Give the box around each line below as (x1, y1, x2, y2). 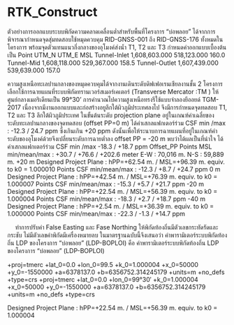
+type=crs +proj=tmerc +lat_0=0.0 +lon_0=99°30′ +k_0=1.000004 (7, 275, 199, 283)
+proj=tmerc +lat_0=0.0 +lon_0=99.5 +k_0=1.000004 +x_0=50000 (7, 260, 199, 269)
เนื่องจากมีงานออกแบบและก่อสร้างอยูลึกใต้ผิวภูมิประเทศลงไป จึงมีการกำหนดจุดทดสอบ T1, (22, 103, 228, 112)
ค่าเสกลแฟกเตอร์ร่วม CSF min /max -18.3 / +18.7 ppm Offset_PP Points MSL (7, 142, 212, 151)
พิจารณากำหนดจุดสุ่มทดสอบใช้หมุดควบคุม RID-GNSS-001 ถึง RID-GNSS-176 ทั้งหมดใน (7, 35, 224, 43)
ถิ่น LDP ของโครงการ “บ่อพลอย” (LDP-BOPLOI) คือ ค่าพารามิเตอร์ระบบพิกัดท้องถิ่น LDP (7, 239, 219, 247)
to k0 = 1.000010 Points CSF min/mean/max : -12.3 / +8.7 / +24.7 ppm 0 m (7, 165, 221, 173)
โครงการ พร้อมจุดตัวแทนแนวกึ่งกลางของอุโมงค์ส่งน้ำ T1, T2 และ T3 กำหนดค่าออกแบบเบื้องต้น (7, 43, 227, 51)
